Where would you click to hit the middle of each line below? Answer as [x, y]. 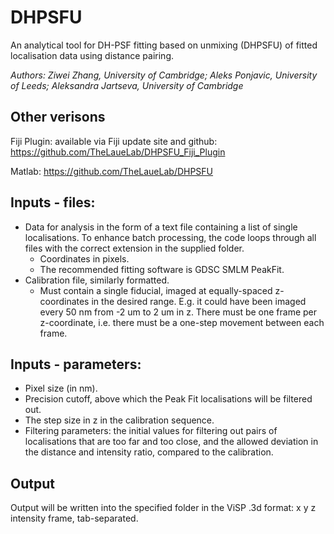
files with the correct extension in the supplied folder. [134, 248]
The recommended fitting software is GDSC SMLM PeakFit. [162, 269]
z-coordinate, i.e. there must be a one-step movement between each [182, 322]
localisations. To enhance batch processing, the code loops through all [170, 237]
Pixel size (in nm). [61, 388]
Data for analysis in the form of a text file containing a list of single [161, 227]
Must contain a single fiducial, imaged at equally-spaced [156, 290]
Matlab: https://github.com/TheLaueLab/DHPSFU [112, 171]
